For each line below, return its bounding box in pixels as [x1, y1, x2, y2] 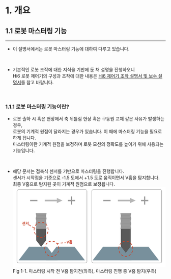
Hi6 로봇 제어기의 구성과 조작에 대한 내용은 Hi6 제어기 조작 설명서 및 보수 [12, 73, 157, 79]
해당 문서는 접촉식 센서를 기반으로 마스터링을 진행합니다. [12, 168, 125, 174]
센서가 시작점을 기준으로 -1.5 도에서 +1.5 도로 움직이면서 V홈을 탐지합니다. [12, 174, 160, 181]
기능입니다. [12, 147, 35, 154]
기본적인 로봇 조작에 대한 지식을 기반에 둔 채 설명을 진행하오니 [12, 67, 135, 72]
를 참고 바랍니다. [21, 80, 54, 85]
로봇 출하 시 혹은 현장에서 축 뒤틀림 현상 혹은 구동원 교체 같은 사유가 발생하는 [12, 116, 165, 122]
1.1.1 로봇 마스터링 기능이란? [5, 103, 70, 110]
